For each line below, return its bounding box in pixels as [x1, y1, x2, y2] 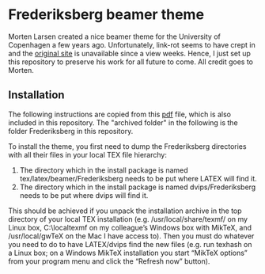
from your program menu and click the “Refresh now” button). [8, 256, 210, 266]
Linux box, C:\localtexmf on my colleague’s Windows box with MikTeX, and [8, 223, 252, 232]
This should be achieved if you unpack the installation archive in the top [8, 206, 243, 215]
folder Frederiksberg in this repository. [8, 126, 134, 135]
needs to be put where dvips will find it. [19, 190, 149, 200]
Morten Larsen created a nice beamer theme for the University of [8, 32, 221, 41]
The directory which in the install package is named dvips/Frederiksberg [19, 182, 256, 192]
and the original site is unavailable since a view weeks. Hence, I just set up [8, 48, 252, 58]
